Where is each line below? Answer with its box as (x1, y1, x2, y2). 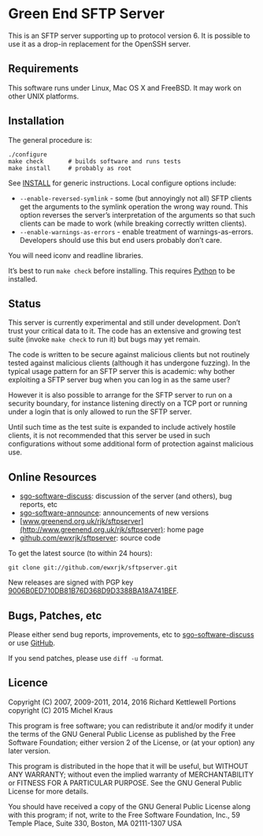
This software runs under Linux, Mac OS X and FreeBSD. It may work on (8, 83, 242, 92)
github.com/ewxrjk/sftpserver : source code (19, 533, 161, 543)
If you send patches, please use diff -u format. (8, 654, 164, 662)
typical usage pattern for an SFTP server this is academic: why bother (8, 367, 235, 376)
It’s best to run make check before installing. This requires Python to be (8, 266, 235, 275)
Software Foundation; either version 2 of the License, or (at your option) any (8, 737, 255, 747)
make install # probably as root (8, 164, 132, 172)
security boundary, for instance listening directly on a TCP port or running (8, 399, 248, 409)
